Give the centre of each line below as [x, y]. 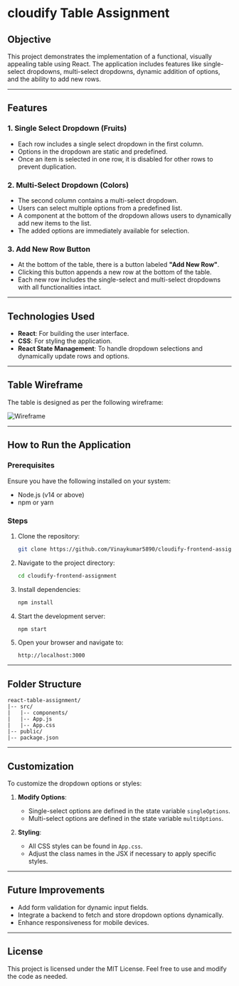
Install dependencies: [49, 589]
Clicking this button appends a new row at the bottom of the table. [115, 272]
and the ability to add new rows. [54, 79]
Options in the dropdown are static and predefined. [93, 152]
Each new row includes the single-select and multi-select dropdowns [119, 280]
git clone [32, 549]
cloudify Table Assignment [89, 13]
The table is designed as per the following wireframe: [85, 402]
